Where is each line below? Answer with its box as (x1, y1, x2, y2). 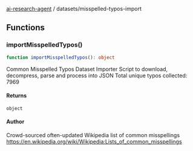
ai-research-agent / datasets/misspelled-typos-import (6, 5, 142, 12)
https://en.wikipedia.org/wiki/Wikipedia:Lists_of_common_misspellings (6, 138, 183, 145)
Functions (6, 22, 45, 33)
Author (6, 118, 25, 126)
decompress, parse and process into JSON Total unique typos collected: (6, 72, 188, 79)
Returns (6, 92, 27, 99)
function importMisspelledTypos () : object (6, 54, 115, 60)
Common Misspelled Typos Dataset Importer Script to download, (6, 65, 168, 72)
